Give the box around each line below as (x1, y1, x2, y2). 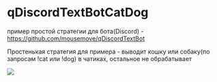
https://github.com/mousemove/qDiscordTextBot (7, 34, 145, 42)
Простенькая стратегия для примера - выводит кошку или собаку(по (7, 47, 210, 56)
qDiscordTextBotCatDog (7, 5, 149, 20)
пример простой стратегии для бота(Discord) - (7, 27, 145, 35)
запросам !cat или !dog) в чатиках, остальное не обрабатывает (7, 54, 192, 62)
